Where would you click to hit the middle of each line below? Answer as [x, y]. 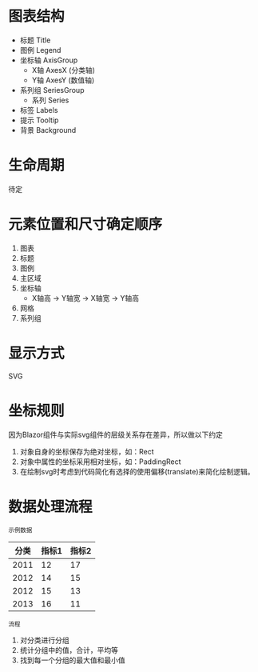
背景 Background [48, 130]
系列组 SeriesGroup [52, 90]
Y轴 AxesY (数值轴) [63, 80]
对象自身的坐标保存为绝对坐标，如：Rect [87, 451]
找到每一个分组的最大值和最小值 [72, 660]
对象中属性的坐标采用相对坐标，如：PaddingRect [100, 462]
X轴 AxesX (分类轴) [64, 70]
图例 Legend [40, 50]
